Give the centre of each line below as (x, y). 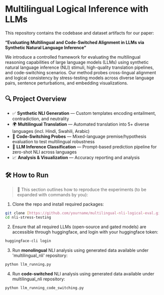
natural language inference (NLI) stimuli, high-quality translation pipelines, (80, 67)
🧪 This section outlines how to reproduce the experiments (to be (82, 190)
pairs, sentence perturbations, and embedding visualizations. (67, 83)
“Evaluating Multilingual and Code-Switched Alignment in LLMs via (75, 42)
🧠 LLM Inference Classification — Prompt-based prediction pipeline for (84, 147)
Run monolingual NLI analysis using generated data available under (80, 251)
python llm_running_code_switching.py (44, 288)
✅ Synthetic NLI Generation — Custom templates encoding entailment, (84, 113)
